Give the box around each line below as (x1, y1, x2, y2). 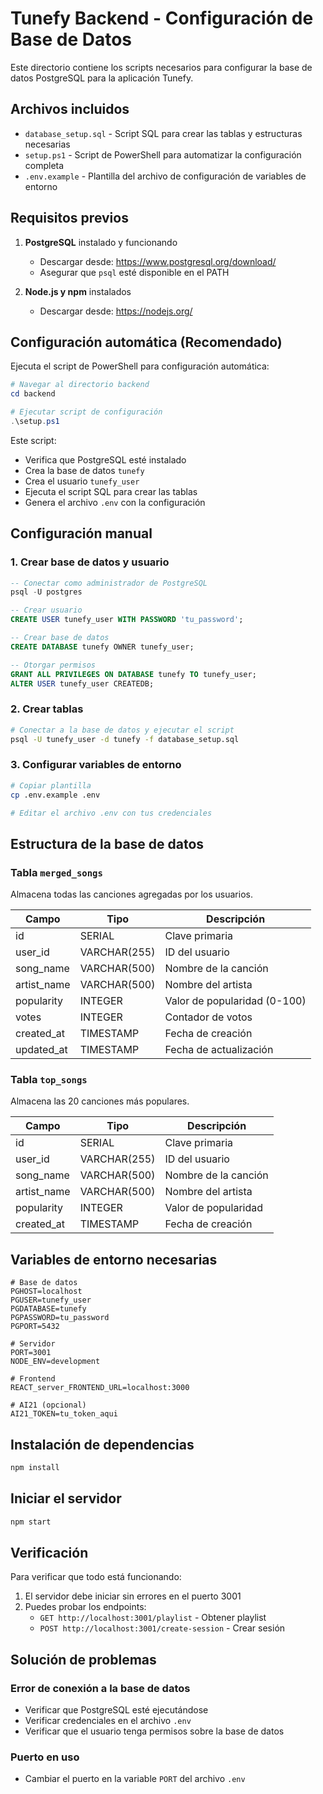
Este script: (10, 434, 57, 446)
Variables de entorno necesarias (10, 1251, 218, 1268)
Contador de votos (164, 1010, 253, 1024)
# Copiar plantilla (10, 780, 92, 791)
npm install (10, 1463, 60, 1473)
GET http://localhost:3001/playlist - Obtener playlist (39, 1612, 267, 1624)
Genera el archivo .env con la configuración (24, 496, 206, 508)
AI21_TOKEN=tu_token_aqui (10, 1409, 118, 1419)
